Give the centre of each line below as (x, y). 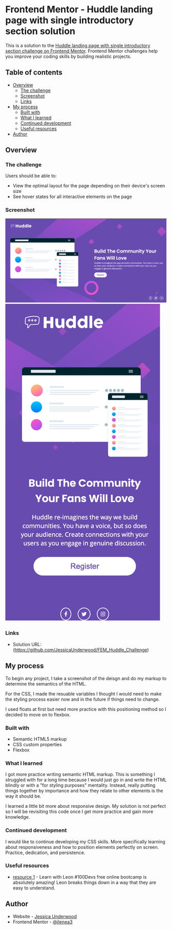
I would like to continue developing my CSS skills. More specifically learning (85, 841)
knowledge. (18, 817)
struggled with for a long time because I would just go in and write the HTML (86, 780)
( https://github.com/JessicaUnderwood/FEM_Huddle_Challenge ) (81, 650)
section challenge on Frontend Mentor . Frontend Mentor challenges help (81, 51)
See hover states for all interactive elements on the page (72, 197)
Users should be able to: (31, 176)
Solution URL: (27, 644)
